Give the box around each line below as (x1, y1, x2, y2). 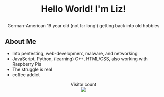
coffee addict (12, 72, 40, 78)
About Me (5, 37, 36, 46)
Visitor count (70, 81, 97, 87)
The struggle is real (12, 66, 52, 72)
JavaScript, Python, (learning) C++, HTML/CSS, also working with (12, 56, 148, 62)
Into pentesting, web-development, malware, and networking (12, 51, 138, 56)
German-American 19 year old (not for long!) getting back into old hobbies (7, 23, 160, 29)
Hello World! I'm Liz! (41, 3, 126, 15)
